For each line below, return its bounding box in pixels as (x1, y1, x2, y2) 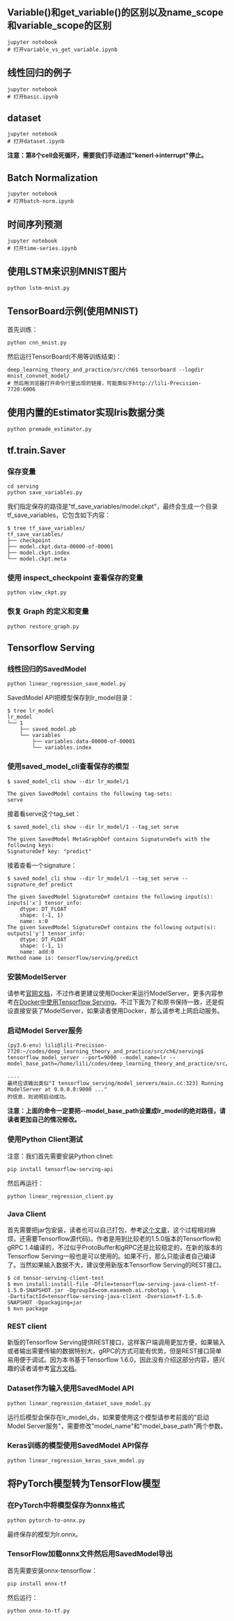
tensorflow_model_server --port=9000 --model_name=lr (7, 1054, 167, 1061)
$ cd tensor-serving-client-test (7, 1274, 104, 1281)
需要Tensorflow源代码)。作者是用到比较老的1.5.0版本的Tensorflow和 (25, 1234, 221, 1242)
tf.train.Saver (7, 444, 66, 456)
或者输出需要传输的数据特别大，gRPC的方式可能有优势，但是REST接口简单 (7, 1347, 222, 1355)
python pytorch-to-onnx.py (7, 1517, 86, 1524)
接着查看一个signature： (7, 861, 77, 869)
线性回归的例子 (7, 67, 72, 79)
